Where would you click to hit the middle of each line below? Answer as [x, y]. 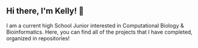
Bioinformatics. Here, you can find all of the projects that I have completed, [100, 32]
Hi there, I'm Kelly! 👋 [45, 11]
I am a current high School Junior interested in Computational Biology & [95, 25]
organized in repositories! [38, 38]
